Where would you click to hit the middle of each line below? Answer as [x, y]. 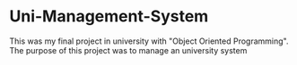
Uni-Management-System [109, 16]
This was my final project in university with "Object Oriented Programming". [149, 41]
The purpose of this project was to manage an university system [128, 50]
